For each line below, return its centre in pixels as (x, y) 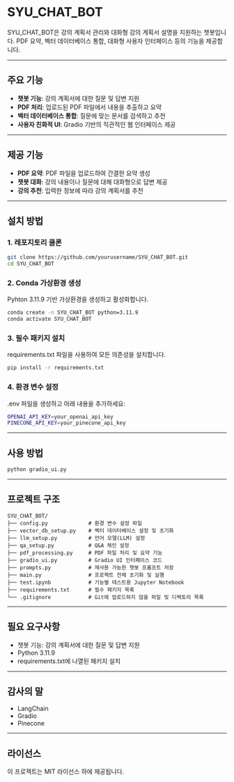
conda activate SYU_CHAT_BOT (49, 319)
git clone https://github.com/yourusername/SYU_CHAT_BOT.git (98, 257)
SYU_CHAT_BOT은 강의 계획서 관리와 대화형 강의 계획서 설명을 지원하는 (105, 32)
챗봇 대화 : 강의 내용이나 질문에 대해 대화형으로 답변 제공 (92, 182)
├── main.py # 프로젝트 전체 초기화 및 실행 (86, 575)
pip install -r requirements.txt (56, 368)
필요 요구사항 (34, 627)
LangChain (33, 709)
